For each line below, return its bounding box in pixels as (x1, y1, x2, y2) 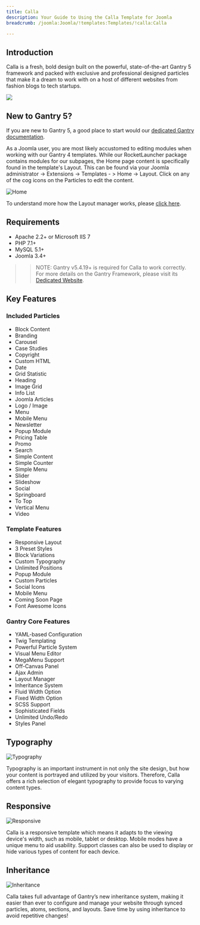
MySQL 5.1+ (14, 246, 45, 253)
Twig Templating (14, 637, 56, 645)
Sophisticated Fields (14, 708, 66, 715)
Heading (14, 376, 36, 383)
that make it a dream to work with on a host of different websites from (6, 76, 178, 83)
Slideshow (14, 478, 41, 485)
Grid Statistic (14, 370, 47, 377)
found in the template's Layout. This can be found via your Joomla (6, 164, 169, 171)
